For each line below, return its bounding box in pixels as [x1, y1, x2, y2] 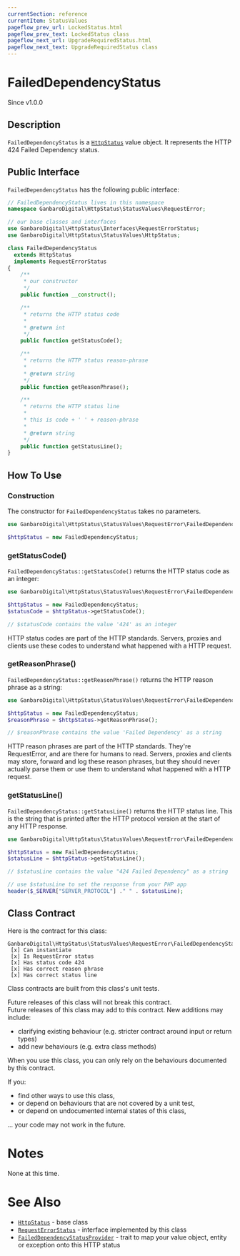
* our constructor [23, 278, 79, 285]
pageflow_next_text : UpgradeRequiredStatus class [7, 44, 159, 51]
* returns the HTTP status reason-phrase [23, 357, 149, 365]
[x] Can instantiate [10, 946, 72, 954]
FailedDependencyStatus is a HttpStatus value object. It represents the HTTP [7, 137, 232, 147]
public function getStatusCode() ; [20, 337, 123, 345]
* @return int [23, 324, 66, 331]
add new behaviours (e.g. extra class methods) [17, 1042, 157, 1051]
